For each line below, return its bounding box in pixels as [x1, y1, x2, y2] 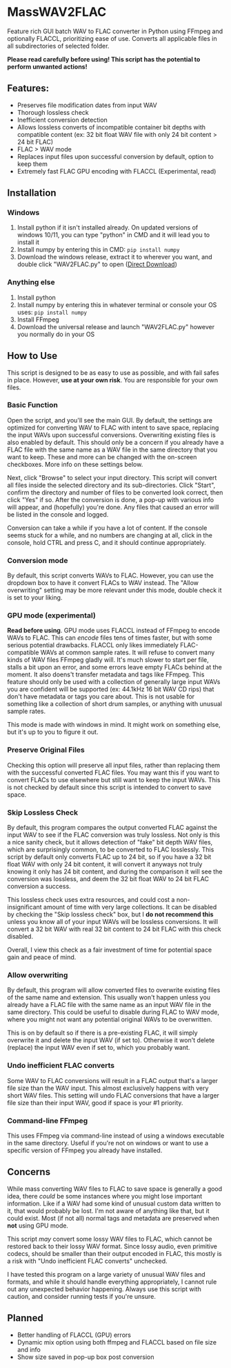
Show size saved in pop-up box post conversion [17, 1353, 154, 1361]
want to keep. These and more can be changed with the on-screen [7, 452, 197, 461]
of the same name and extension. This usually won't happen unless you [7, 993, 211, 1001]
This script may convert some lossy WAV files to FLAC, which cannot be [7, 1235, 212, 1243]
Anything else [7, 277, 55, 287]
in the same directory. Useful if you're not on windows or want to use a [7, 1138, 209, 1147]
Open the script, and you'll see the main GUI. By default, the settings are [7, 416, 212, 424]
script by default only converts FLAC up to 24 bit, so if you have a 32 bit [7, 853, 212, 861]
